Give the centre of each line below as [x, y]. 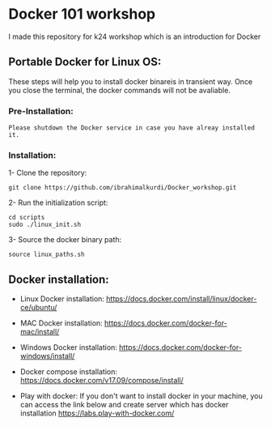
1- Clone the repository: [48, 173]
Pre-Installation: [41, 111]
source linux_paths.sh [47, 255]
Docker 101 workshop [82, 14]
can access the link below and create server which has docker [124, 405]
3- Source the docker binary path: [65, 240]
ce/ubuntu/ [38, 308]
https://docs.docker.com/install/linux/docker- [182, 299]
